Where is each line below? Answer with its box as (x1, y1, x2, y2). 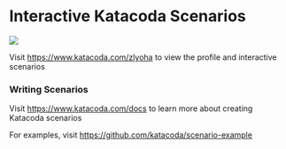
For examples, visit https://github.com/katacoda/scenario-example (9, 130, 252, 140)
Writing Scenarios (9, 83, 89, 95)
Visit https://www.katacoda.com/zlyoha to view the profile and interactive (9, 51, 277, 63)
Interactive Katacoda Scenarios (9, 6, 246, 26)
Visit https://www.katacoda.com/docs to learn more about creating (9, 103, 253, 114)
